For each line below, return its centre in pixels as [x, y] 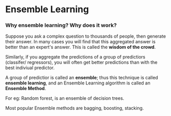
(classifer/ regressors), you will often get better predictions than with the [81, 63]
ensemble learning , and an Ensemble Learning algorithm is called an [78, 83]
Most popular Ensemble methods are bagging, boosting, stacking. [75, 108]
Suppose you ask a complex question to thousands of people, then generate [86, 36]
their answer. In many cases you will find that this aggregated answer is [80, 42]
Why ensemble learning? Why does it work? [61, 25]
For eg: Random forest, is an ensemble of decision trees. [65, 98]
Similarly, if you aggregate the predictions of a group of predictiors [75, 57]
